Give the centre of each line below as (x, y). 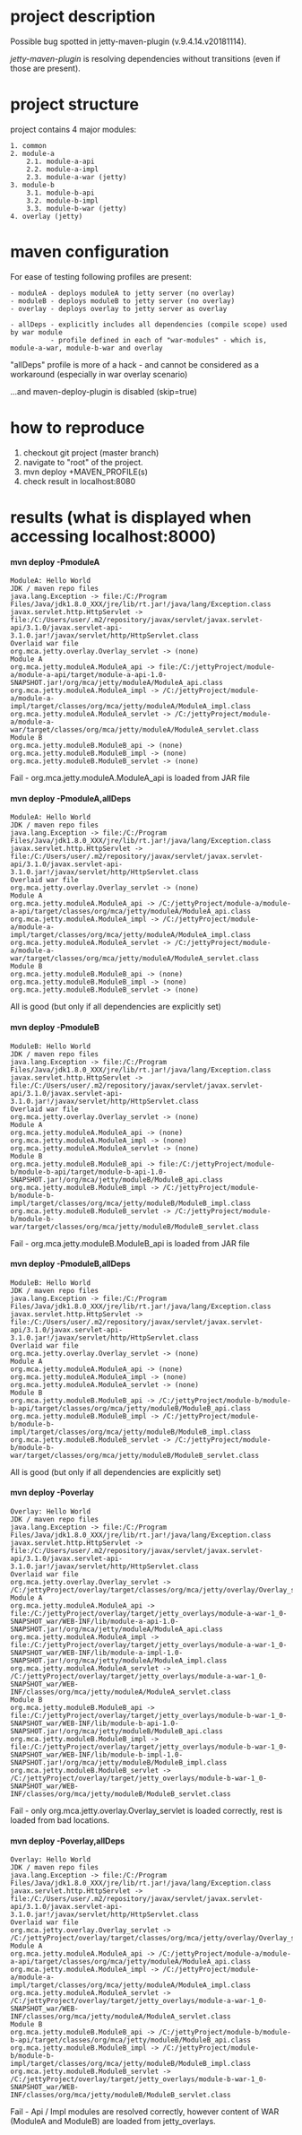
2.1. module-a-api (60, 161)
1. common (29, 145)
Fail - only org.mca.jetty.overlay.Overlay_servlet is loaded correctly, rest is (147, 1810)
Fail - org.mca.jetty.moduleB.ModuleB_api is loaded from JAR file (130, 1243)
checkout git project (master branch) (91, 452)
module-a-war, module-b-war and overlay (87, 348)
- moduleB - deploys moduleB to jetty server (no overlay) (123, 301)
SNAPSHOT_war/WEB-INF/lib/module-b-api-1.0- (95, 1723)
